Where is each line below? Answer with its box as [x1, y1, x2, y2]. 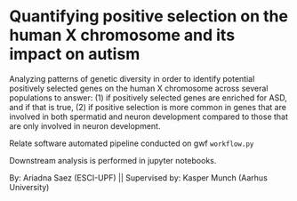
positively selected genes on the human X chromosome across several [9, 83, 269, 93]
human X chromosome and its [9, 25, 236, 45]
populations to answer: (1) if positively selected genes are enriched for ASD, [9, 92, 287, 103]
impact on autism [9, 44, 140, 64]
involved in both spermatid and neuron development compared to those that [9, 111, 289, 122]
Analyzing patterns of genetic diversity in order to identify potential [9, 73, 255, 84]
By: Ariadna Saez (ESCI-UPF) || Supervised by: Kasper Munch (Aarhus [9, 172, 269, 183]
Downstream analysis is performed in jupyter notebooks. [9, 155, 217, 165]
